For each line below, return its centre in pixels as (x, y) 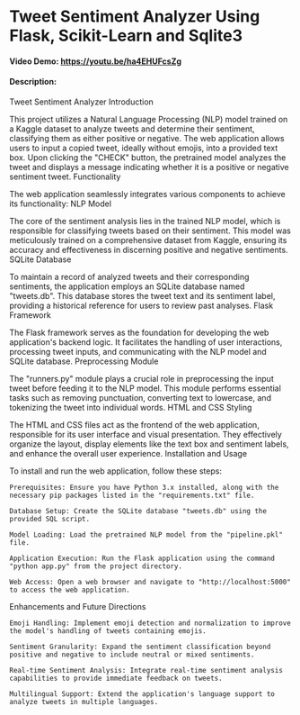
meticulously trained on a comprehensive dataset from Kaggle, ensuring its (148, 240)
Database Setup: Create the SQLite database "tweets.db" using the (138, 511)
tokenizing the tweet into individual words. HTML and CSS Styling (131, 407)
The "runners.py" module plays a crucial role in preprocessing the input (141, 378)
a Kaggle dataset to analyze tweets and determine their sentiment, (132, 129)
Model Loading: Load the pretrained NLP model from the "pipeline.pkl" (146, 534)
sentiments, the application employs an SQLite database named (127, 286)
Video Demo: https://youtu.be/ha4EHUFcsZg (96, 61)
